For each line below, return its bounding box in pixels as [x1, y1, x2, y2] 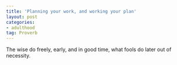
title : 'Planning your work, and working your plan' [6, 8, 137, 15]
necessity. [6, 52, 31, 59]
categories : [6, 19, 35, 25]
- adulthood [6, 24, 35, 31]
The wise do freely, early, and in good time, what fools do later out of [6, 46, 172, 53]
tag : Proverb [6, 30, 38, 36]
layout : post [6, 14, 38, 20]
